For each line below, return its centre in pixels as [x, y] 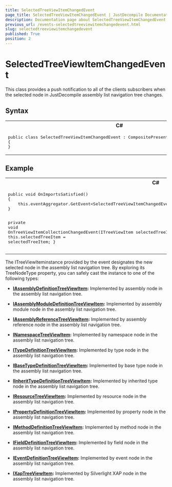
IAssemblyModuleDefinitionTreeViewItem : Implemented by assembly [87, 304]
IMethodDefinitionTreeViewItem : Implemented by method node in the [87, 427]
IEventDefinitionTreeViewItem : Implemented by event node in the [82, 458]
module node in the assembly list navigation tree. [64, 309]
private [17, 223]
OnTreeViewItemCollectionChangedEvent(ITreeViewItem [71, 232]
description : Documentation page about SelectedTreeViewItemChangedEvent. [87, 20]
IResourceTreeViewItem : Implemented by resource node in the [80, 397]
